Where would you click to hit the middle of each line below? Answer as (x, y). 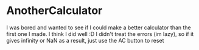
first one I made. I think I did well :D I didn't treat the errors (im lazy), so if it (100, 34)
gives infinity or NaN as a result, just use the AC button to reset (85, 40)
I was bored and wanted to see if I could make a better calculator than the (99, 27)
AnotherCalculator (54, 11)
